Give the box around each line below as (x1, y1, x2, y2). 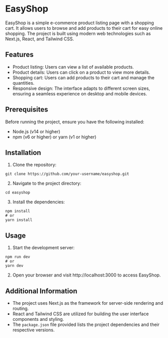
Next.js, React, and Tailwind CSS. (5, 36, 74, 42)
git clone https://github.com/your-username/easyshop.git (5, 172, 129, 177)
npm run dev (5, 254, 30, 260)
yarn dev (5, 263, 24, 268)
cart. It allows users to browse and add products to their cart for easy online (5, 25, 163, 31)
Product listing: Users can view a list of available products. (12, 64, 134, 70)
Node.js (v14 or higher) (12, 128, 60, 134)
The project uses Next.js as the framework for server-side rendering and (12, 300, 163, 306)
